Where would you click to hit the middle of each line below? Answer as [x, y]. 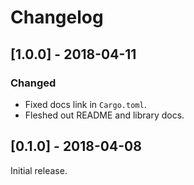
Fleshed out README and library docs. [104, 115]
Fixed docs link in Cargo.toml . [85, 104]
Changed [33, 83]
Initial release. [39, 170]
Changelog [57, 17]
